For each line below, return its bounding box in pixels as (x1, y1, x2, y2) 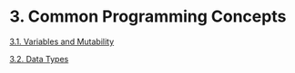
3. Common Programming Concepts (9, 6, 287, 27)
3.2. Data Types (9, 53, 69, 64)
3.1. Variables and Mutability (9, 36, 115, 47)
